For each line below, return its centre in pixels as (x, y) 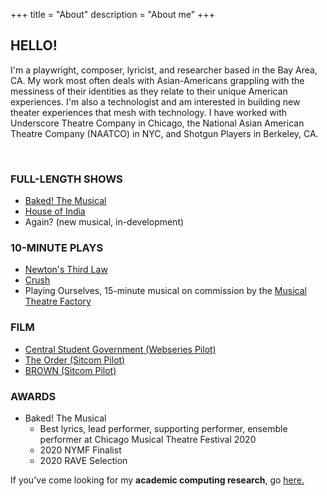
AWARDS (33, 396)
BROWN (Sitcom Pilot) (70, 370)
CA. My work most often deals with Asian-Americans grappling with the (157, 80)
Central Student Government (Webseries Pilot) (120, 349)
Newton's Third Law (66, 270)
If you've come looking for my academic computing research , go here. (157, 480)
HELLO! (34, 45)
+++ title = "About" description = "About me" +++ (112, 14)
